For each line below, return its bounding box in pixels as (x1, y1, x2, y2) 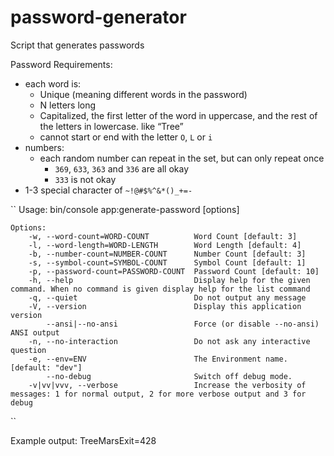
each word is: (24, 77, 82, 90)
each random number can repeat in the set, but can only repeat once (39, 152, 325, 164)
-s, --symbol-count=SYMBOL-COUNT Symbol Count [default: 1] (28, 257, 307, 268)
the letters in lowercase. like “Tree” (39, 120, 184, 132)
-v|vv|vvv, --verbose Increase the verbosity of (28, 380, 307, 390)
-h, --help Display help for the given (28, 275, 311, 285)
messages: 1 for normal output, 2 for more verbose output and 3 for (10, 389, 307, 399)
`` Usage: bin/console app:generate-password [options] (10, 203, 240, 215)
